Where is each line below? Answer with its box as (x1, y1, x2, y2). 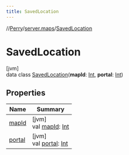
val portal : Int (32, 139, 69, 147)
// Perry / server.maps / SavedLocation (6, 25, 93, 32)
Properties (6, 87, 46, 97)
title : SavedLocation (6, 8, 59, 15)
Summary (36, 105, 64, 113)
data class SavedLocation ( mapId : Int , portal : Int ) (6, 71, 124, 78)
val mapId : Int (32, 123, 69, 131)
